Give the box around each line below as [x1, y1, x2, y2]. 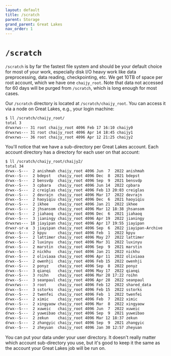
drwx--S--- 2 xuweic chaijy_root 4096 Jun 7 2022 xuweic [5, 306, 140, 311]
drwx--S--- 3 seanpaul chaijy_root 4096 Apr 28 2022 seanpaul [5, 277, 145, 283]
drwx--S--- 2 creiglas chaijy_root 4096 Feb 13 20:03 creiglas [5, 187, 145, 193]
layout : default [5, 7, 40, 13]
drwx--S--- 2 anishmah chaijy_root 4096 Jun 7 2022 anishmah [5, 169, 145, 174]
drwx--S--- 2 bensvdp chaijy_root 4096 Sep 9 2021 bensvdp [5, 178, 142, 183]
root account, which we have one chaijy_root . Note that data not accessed [5, 80, 163, 86]
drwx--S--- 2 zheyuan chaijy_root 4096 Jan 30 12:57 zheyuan [5, 325, 142, 330]
